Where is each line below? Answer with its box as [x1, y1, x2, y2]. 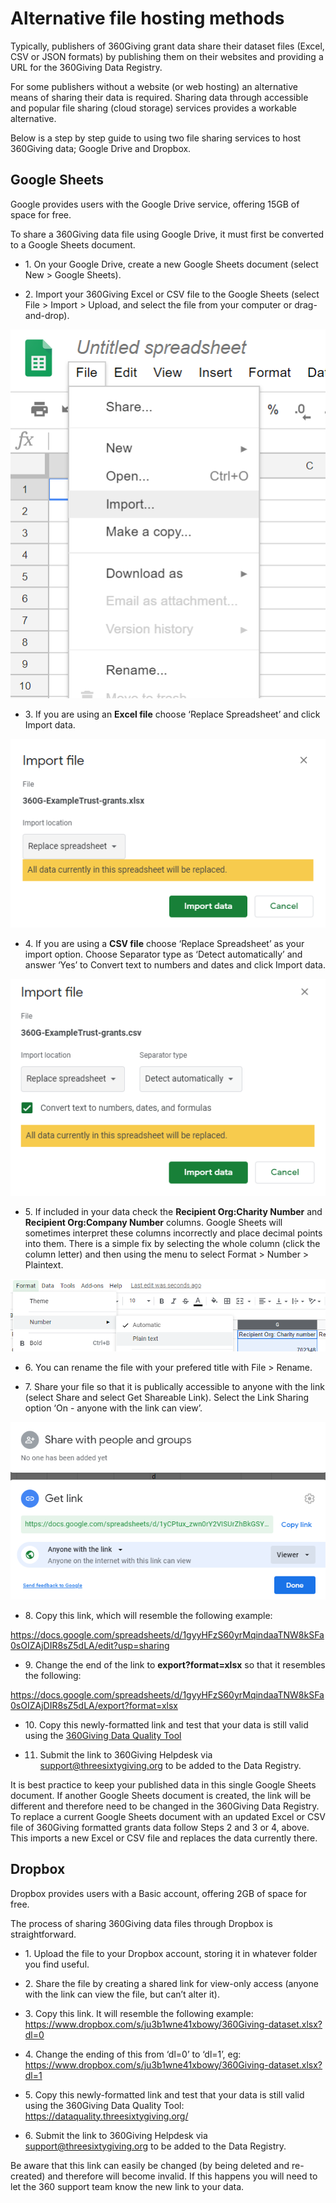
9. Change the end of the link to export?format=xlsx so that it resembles [24, 1658, 326, 1671]
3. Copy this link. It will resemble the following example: [24, 2007, 254, 2019]
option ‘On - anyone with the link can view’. [24, 1402, 203, 1414]
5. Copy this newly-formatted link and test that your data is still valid [24, 2088, 305, 2101]
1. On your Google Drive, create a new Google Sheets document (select [24, 258, 319, 270]
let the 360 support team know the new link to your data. [10, 2180, 245, 2192]
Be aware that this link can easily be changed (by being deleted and [10, 2159, 290, 2171]
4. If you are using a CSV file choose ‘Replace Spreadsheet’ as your [24, 937, 305, 949]
